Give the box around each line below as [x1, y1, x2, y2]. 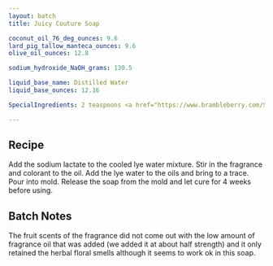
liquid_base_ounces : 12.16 [8, 86, 100, 94]
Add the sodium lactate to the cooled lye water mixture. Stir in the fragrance [8, 159, 262, 169]
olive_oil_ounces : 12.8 [8, 50, 89, 58]
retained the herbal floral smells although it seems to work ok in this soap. [8, 248, 256, 258]
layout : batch [8, 11, 57, 20]
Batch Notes [8, 209, 72, 223]
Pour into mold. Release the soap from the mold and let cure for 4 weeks [8, 177, 252, 187]
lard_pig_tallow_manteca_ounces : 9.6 [8, 41, 136, 50]
